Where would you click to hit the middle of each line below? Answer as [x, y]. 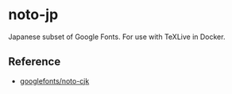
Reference [35, 62]
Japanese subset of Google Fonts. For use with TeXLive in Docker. [117, 37]
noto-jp [33, 15]
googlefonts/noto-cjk [54, 80]
